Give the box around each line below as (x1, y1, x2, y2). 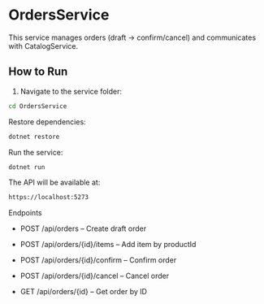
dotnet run (8, 163, 45, 172)
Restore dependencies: (8, 116, 87, 127)
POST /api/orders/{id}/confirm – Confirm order (19, 255, 177, 265)
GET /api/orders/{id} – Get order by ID (19, 287, 148, 297)
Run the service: (8, 147, 63, 157)
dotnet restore (8, 132, 60, 141)
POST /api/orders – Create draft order (19, 224, 147, 233)
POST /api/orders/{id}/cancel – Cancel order (19, 271, 170, 281)
